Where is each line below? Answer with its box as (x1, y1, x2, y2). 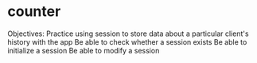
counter (7, 2, 61, 21)
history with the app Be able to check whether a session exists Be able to (7, 37, 247, 46)
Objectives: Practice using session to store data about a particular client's (7, 29, 249, 38)
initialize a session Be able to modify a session (7, 45, 160, 55)
